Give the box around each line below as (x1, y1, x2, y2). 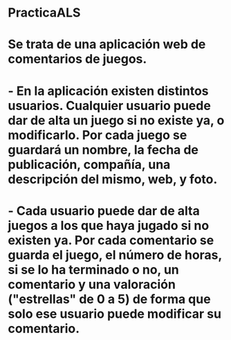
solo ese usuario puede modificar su (8, 306, 222, 321)
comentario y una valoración (8, 276, 176, 292)
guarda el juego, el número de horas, (8, 247, 222, 262)
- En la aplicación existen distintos (8, 83, 210, 98)
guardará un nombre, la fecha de (8, 142, 199, 157)
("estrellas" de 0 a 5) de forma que (8, 291, 211, 307)
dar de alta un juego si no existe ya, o (8, 112, 225, 128)
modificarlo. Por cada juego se (8, 127, 187, 143)
